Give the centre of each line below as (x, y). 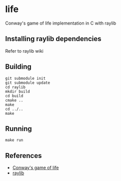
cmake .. (14, 100)
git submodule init (25, 78)
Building (18, 67)
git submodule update (28, 83)
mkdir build (17, 91)
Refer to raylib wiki (24, 51)
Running (19, 129)
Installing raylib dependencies (53, 39)
